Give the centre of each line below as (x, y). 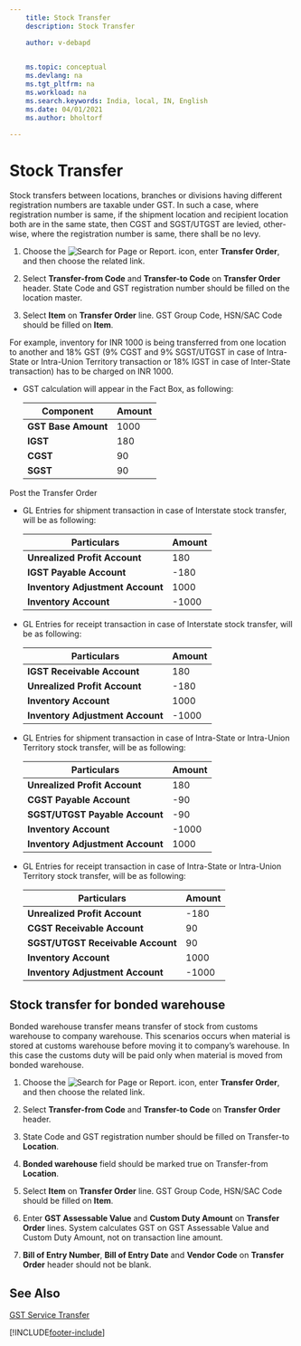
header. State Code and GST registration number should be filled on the (156, 288)
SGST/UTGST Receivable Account (102, 943)
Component (68, 411)
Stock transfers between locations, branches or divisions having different (146, 196)
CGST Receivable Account (85, 929)
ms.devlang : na (54, 76)
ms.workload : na (56, 92)
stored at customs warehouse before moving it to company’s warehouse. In (150, 1045)
